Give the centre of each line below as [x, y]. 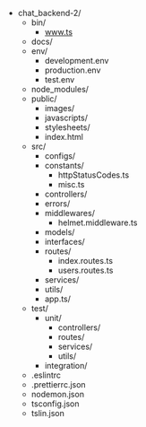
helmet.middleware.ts [98, 222]
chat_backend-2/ [49, 13]
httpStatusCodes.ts [94, 175]
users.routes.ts [86, 270]
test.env [60, 79]
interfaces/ [64, 242]
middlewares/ [70, 213]
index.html [64, 137]
